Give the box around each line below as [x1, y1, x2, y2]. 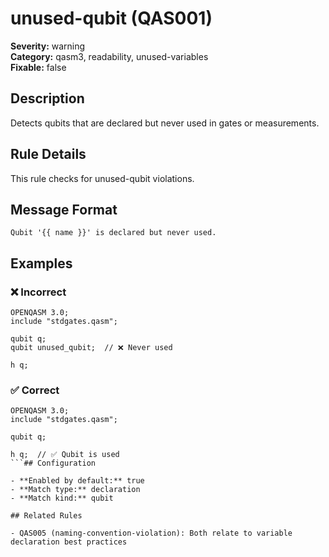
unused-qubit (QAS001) [10, 7, 213, 30]
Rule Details [10, 146, 87, 163]
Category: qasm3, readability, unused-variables [10, 50, 209, 62]
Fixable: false [10, 61, 67, 73]
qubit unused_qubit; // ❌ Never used [10, 343, 173, 353]
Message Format [10, 201, 118, 218]
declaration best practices [10, 537, 128, 547]
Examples [10, 255, 73, 272]
